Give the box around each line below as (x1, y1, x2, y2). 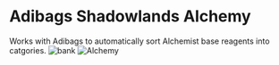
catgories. (9, 45, 46, 55)
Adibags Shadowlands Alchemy (9, 6, 252, 27)
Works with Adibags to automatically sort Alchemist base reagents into (9, 36, 270, 46)
